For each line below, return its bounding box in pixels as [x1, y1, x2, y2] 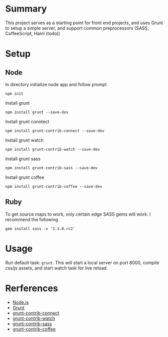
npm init [5, 91, 24, 96]
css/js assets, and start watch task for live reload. [5, 265, 108, 271]
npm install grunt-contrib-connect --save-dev [5, 128, 105, 133]
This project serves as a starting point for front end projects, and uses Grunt [5, 20, 163, 26]
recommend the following [5, 216, 58, 222]
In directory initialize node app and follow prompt [5, 81, 107, 87]
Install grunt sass [5, 156, 41, 162]
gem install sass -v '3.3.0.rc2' [5, 226, 75, 231]
